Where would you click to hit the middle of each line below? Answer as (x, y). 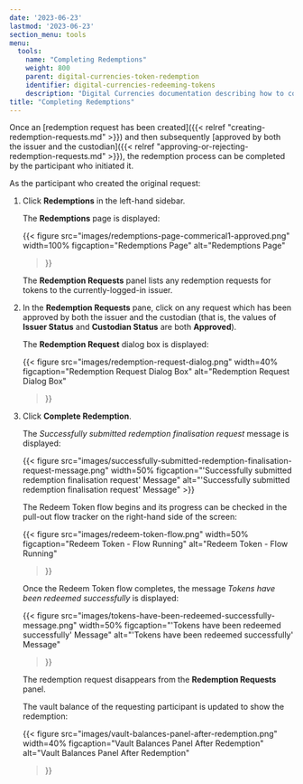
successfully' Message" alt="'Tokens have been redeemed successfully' (158, 635)
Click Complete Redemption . (77, 416)
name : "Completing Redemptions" (86, 60)
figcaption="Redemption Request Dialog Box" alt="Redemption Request (156, 372)
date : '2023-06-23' (46, 18)
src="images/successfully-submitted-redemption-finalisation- (176, 461)
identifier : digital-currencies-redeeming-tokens (121, 85)
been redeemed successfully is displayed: (101, 599)
